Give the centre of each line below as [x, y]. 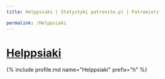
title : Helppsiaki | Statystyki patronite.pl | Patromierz [83, 12]
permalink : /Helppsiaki [37, 23]
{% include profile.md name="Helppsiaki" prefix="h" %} [77, 70]
